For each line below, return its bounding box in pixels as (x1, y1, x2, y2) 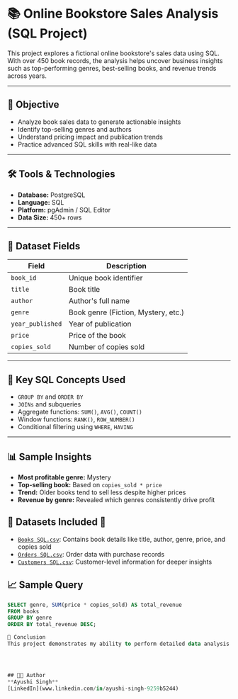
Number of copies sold (68, 342, 145, 352)
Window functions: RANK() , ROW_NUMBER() (17, 415, 135, 424)
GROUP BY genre (7, 614, 52, 622)
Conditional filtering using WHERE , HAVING (17, 423, 133, 431)
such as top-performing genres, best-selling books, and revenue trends (7, 64, 217, 72)
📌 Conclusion (7, 634, 46, 641)
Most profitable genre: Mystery (17, 473, 111, 482)
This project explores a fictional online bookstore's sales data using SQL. (7, 49, 220, 57)
